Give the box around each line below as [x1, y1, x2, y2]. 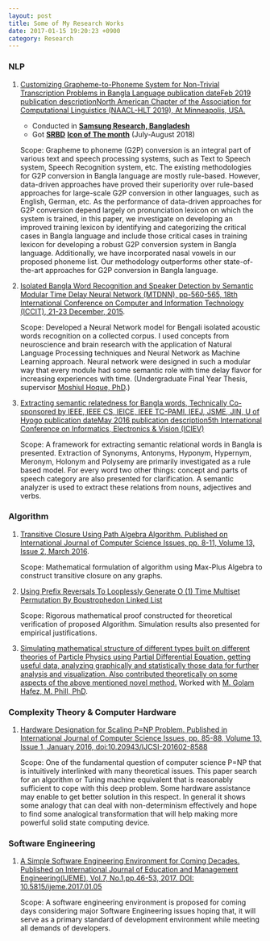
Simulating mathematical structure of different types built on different [19, 643, 251, 653]
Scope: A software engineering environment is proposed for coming [19, 897, 247, 907]
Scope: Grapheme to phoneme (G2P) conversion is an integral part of [19, 145, 251, 154]
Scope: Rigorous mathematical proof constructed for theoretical [19, 611, 233, 620]
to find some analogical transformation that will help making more [19, 809, 238, 819]
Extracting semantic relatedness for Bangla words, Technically [19, 397, 228, 408]
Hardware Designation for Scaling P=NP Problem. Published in [19, 725, 228, 735]
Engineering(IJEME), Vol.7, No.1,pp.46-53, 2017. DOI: [19, 873, 195, 883]
